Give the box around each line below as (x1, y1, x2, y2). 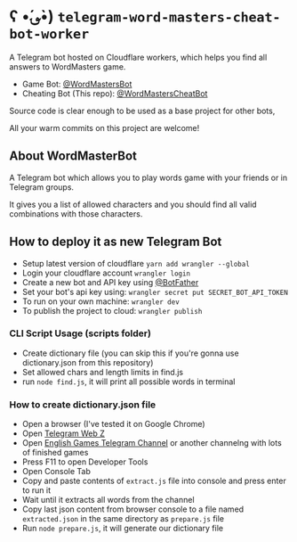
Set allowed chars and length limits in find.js (21, 366, 184, 377)
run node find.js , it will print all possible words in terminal (21, 376, 236, 387)
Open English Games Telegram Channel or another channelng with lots (21, 438, 282, 448)
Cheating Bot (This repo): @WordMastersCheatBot (21, 87, 208, 99)
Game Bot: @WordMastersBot (21, 78, 132, 89)
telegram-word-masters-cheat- (57, 9, 281, 26)
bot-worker (9, 26, 90, 43)
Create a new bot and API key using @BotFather (21, 276, 199, 287)
